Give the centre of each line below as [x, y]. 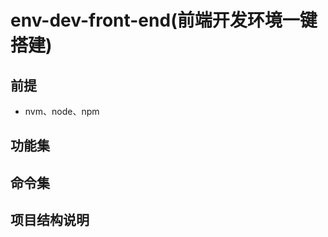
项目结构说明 [50, 220]
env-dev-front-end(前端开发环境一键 [164, 20]
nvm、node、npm [62, 111]
